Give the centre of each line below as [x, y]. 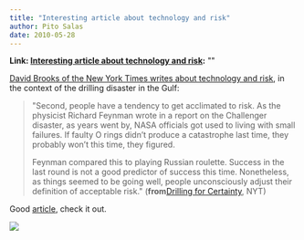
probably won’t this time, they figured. [103, 145]
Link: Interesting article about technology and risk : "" [112, 61]
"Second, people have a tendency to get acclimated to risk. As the [156, 106]
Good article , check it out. [58, 209]
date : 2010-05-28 [42, 35]
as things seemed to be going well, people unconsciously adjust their [162, 182]
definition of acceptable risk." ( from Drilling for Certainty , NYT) [149, 192]
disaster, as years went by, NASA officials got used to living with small [163, 125]
